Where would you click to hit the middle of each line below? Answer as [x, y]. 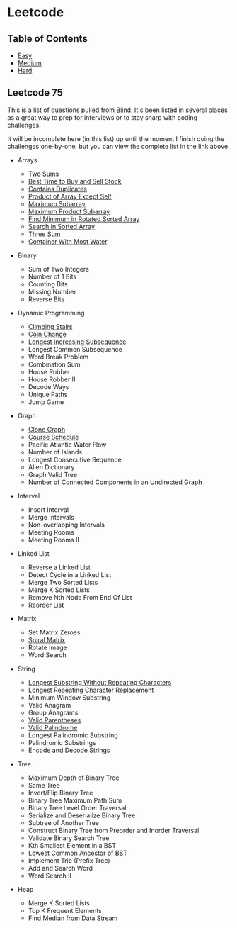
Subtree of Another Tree [63, 822]
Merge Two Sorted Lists [63, 582]
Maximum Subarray [57, 203]
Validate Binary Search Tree [69, 838]
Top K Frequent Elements [65, 910]
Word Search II [50, 876]
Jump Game [46, 402]
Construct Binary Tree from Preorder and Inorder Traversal [114, 830]
